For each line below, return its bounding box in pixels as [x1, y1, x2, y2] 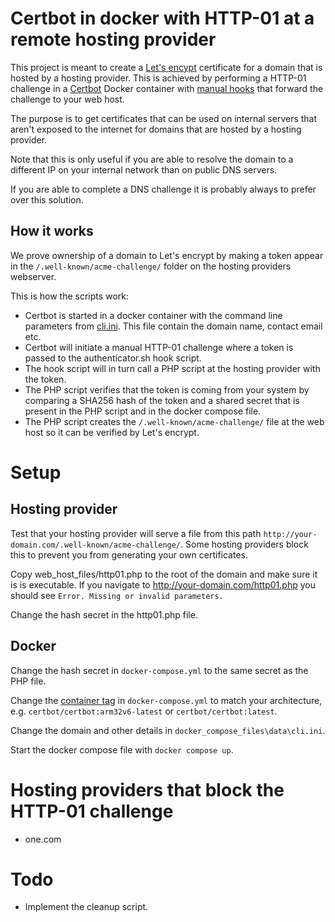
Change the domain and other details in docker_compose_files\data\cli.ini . [10, 724, 326, 736]
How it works [10, 223, 94, 240]
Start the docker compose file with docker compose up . [10, 743, 234, 756]
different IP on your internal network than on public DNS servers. [10, 163, 278, 176]
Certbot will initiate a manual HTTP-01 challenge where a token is [24, 341, 294, 353]
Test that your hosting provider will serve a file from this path [10, 527, 262, 539]
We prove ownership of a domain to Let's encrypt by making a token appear [10, 249, 324, 261]
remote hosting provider [10, 28, 217, 51]
